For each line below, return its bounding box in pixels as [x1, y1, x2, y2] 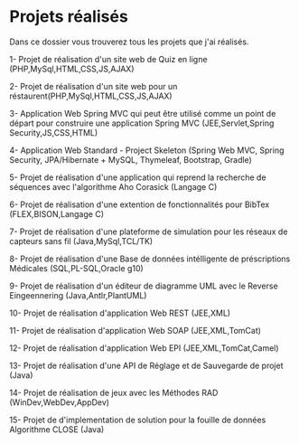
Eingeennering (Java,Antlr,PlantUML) [9, 289, 147, 300]
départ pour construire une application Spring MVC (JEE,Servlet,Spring [9, 118, 275, 128]
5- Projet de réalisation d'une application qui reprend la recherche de [9, 172, 266, 183]
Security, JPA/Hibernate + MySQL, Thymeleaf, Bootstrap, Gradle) [9, 154, 253, 165]
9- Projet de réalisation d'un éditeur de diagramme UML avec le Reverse [9, 280, 278, 291]
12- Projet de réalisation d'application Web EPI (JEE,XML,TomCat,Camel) [9, 342, 279, 354]
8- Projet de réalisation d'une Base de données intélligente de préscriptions [9, 253, 291, 264]
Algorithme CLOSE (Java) [9, 423, 105, 435]
